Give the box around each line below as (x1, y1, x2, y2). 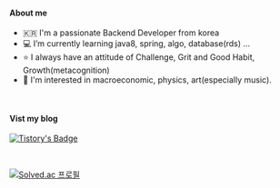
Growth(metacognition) (22, 64, 111, 76)
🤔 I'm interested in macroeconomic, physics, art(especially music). (22, 74, 273, 85)
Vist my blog (9, 113, 58, 124)
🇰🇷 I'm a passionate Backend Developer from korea (22, 27, 220, 38)
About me (9, 7, 48, 18)
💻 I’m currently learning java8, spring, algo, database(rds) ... (22, 38, 251, 49)
